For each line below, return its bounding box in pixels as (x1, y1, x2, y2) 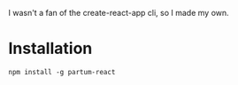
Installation (8, 39, 93, 58)
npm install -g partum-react (8, 67, 116, 76)
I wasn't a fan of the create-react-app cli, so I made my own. (8, 8, 229, 18)
